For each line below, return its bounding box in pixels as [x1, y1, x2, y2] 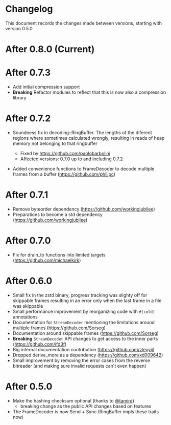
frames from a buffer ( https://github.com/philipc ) [12, 171, 116, 177]
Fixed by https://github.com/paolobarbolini [20, 151, 111, 156]
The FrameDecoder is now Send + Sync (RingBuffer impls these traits [12, 408, 159, 415]
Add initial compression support [12, 84, 80, 90]
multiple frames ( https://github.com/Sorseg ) [12, 325, 106, 331]
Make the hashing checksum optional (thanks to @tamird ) [12, 397, 134, 403]
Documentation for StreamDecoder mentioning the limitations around [12, 319, 155, 325]
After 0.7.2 [5, 113, 51, 124]
